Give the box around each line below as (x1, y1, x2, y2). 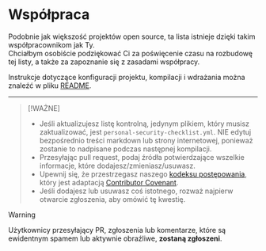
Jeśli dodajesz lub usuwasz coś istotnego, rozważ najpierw (39, 186, 234, 196)
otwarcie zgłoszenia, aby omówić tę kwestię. (39, 194, 186, 203)
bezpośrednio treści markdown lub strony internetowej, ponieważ (39, 135, 253, 145)
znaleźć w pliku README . (8, 81, 92, 90)
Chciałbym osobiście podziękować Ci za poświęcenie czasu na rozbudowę (8, 48, 253, 58)
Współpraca (8, 6, 90, 24)
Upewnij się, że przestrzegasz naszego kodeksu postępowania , (39, 169, 247, 179)
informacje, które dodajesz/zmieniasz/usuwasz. (39, 161, 196, 170)
